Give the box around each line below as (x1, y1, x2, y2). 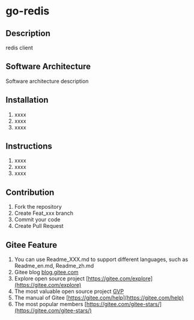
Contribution (5, 187, 55, 197)
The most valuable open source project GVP (14, 288, 124, 295)
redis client (5, 44, 34, 51)
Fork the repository (14, 203, 62, 211)
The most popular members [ (14, 301, 87, 308)
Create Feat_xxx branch (14, 209, 73, 217)
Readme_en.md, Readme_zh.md (14, 262, 94, 269)
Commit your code (14, 216, 61, 223)
